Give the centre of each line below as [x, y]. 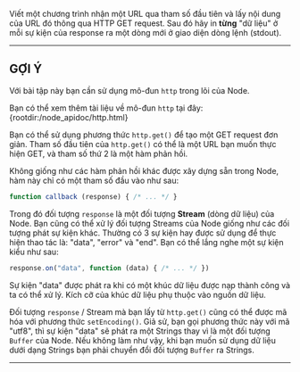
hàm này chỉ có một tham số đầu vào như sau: [94, 180]
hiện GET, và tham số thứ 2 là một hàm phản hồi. [99, 153]
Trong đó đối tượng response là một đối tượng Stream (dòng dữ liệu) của [142, 213]
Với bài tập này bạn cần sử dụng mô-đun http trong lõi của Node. [129, 90]
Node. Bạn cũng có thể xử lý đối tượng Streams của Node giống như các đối [150, 223]
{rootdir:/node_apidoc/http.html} [69, 117]
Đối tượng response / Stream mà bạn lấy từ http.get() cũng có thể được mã [148, 311]
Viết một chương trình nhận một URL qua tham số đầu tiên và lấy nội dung [145, 14]
